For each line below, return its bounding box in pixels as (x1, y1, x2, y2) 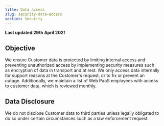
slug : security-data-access (5, 12, 63, 17)
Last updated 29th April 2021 (5, 30, 66, 36)
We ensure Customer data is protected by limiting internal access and (5, 57, 146, 63)
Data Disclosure (5, 97, 55, 105)
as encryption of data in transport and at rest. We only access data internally (5, 67, 160, 74)
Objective (5, 44, 36, 52)
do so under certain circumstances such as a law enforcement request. (5, 116, 149, 121)
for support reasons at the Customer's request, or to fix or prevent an (5, 73, 145, 78)
